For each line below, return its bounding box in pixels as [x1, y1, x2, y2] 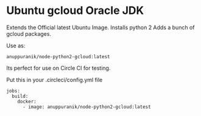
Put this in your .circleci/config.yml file [6, 76, 103, 83]
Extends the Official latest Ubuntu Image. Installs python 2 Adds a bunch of [6, 24, 195, 31]
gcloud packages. [6, 30, 52, 37]
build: [12, 93, 29, 99]
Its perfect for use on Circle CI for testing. [6, 64, 111, 72]
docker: [17, 98, 37, 104]
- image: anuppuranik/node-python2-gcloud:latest [22, 104, 151, 110]
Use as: [6, 42, 26, 49]
